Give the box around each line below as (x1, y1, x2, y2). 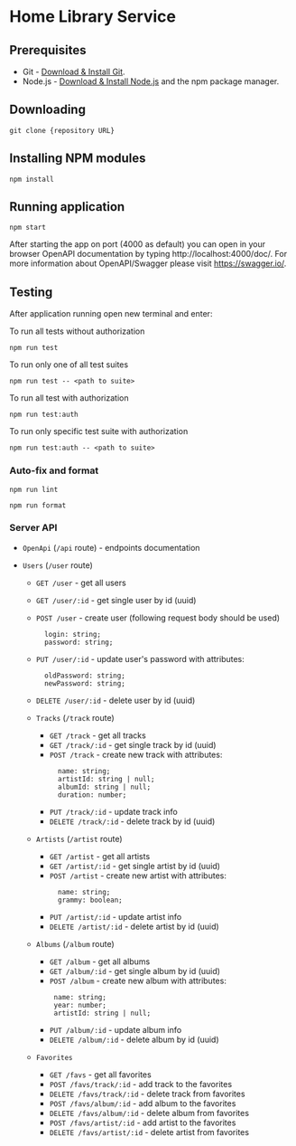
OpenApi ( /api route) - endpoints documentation (22, 542, 200, 553)
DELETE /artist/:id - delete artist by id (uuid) (49, 921, 219, 932)
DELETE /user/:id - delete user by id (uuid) (35, 695, 196, 706)
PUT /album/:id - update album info (49, 1024, 182, 1035)
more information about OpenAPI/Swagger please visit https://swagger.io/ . (9, 258, 287, 269)
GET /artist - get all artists (49, 850, 151, 861)
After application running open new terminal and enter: (9, 308, 213, 319)
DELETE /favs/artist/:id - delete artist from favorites (49, 1126, 250, 1137)
